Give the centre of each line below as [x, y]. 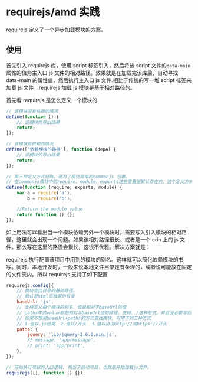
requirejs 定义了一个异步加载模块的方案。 [56, 30]
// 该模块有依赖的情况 [30, 144]
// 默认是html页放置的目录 [46, 296]
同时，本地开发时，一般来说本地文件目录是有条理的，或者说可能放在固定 [104, 267]
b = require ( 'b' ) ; [50, 198]
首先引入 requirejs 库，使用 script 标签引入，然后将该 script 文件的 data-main [98, 65]
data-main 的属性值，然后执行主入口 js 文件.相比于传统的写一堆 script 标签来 [99, 80]
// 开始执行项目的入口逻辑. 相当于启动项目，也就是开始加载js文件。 [79, 367]
